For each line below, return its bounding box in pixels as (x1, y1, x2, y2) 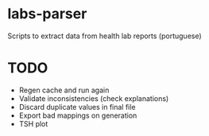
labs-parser (7, 5, 87, 23)
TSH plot (18, 119, 48, 128)
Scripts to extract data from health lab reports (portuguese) (7, 31, 202, 41)
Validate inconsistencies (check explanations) (18, 93, 169, 103)
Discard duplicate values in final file (18, 102, 136, 111)
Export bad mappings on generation (18, 111, 137, 120)
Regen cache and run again (18, 85, 110, 95)
